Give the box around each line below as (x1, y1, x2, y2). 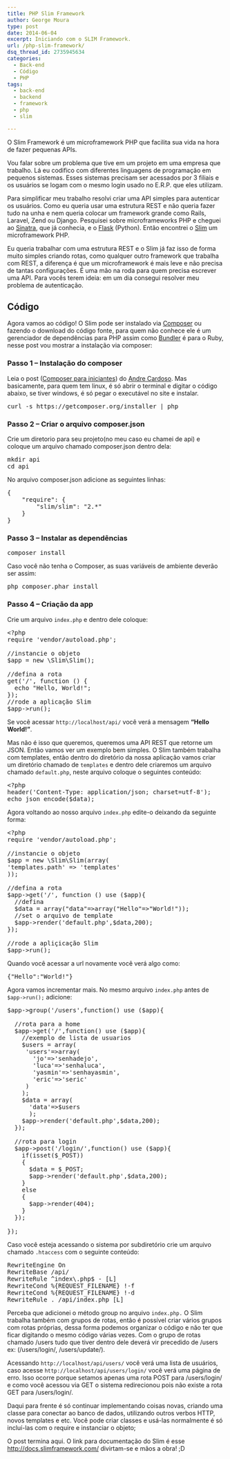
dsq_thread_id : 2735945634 (7, 49, 85, 56)
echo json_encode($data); (7, 795, 95, 802)
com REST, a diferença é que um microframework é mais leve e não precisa (7, 258, 223, 267)
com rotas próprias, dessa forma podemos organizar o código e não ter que (7, 1323, 223, 1331)
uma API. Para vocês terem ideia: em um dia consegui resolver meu (7, 274, 200, 282)
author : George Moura (7, 17, 70, 23)
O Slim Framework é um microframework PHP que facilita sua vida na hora (7, 138, 220, 146)
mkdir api (7, 455, 40, 464)
